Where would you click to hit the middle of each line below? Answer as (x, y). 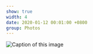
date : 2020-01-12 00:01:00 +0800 (47, 22)
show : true (19, 11)
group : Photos (23, 28)
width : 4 (17, 17)
